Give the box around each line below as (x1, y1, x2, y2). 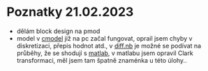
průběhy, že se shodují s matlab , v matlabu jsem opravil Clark (16, 49, 193, 57)
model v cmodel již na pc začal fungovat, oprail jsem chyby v (16, 34, 193, 42)
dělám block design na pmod (16, 27, 101, 35)
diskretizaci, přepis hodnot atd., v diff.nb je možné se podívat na (16, 41, 202, 50)
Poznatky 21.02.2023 (6, 4, 134, 20)
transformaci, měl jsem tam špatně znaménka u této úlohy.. (16, 56, 187, 64)
